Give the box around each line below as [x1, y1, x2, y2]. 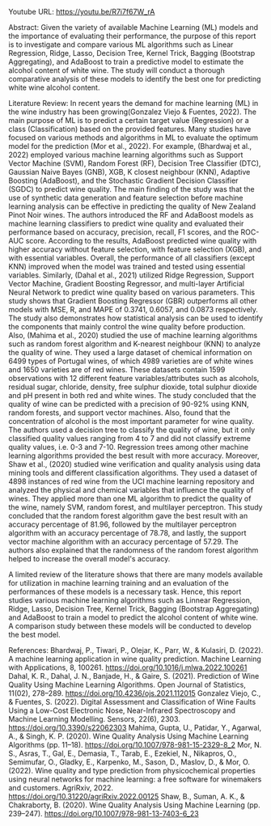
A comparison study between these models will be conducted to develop [8, 621, 252, 630]
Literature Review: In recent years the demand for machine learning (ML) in [8, 99, 259, 108]
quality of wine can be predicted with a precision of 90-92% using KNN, [8, 400, 249, 409]
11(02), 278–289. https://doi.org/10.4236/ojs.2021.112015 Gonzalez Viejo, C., [8, 688, 261, 698]
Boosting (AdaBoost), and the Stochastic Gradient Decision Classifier [8, 176, 239, 185]
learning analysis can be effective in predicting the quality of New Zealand [8, 201, 256, 211]
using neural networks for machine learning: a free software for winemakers [8, 774, 262, 784]
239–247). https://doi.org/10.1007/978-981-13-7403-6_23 [8, 809, 200, 818]
